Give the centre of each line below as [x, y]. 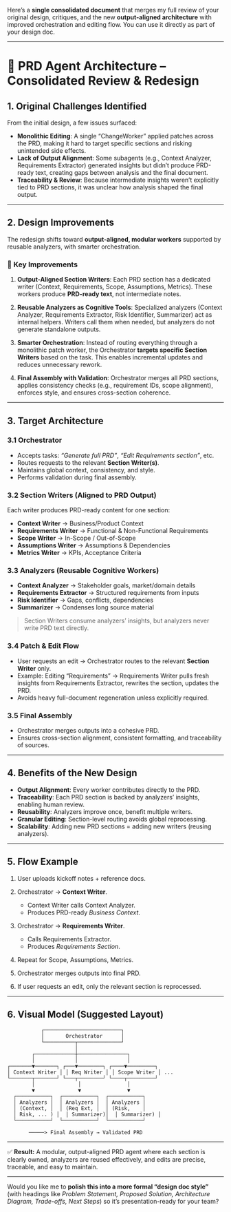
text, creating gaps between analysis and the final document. [122, 173]
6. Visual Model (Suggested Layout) [85, 1014]
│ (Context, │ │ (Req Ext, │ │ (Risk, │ [80, 1109]
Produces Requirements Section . [74, 946]
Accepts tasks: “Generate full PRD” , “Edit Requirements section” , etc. [115, 455]
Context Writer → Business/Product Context [80, 523]
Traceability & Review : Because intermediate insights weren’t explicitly [118, 180]
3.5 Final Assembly [40, 715]
